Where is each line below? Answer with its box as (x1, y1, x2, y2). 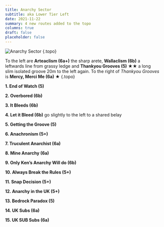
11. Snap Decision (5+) (5, 179, 52, 185)
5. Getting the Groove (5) (5, 121, 56, 127)
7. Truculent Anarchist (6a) (5, 140, 61, 146)
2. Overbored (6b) (5, 92, 43, 99)
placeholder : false (5, 35, 45, 40)
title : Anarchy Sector (5, 7, 52, 12)
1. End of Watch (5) (5, 83, 44, 89)
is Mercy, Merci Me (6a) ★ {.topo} (5, 74, 75, 79)
